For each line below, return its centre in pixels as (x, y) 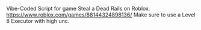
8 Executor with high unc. (38, 21)
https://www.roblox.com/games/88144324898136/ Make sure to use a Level (101, 15)
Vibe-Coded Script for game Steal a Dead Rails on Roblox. (78, 9)
